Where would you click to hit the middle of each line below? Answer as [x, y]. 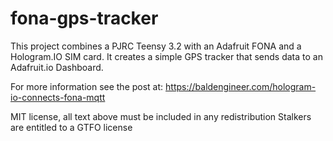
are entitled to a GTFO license [71, 127]
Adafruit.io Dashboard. [57, 67]
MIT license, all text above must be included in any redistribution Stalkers [161, 116]
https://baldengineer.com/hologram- [241, 86]
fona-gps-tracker [84, 18]
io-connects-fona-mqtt [58, 97]
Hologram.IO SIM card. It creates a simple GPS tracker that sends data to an [166, 56]
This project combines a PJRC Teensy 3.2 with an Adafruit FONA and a [156, 46]
